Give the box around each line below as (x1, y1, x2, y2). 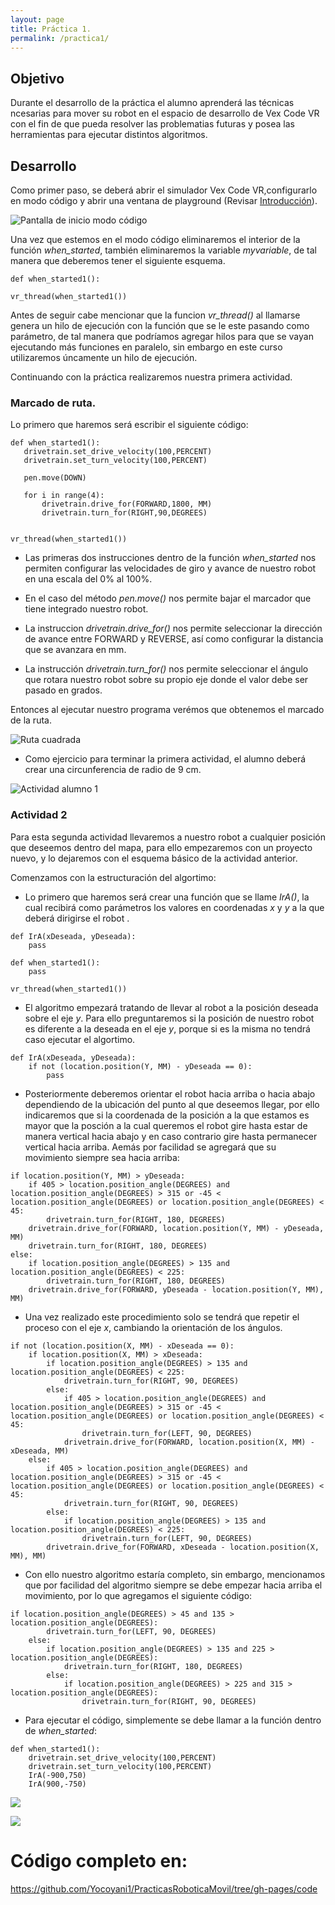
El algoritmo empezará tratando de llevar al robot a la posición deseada (24, 1001, 319, 1013)
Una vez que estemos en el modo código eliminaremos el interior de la (10, 234, 301, 245)
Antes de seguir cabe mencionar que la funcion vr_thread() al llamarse (10, 309, 301, 321)
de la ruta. (10, 714, 52, 726)
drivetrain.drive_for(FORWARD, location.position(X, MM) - (63, 1437, 315, 1447)
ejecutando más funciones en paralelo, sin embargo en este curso (10, 341, 283, 353)
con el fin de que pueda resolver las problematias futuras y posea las (10, 118, 295, 130)
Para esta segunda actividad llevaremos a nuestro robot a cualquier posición (10, 831, 326, 843)
